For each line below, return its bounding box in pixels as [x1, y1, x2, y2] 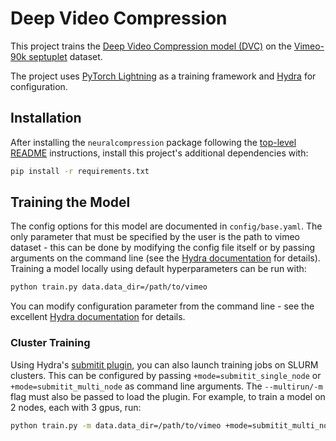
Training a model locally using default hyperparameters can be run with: [10, 263, 307, 275]
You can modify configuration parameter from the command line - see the [10, 300, 315, 312]
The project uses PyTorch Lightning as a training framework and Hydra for [10, 70, 317, 82]
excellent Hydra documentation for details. [10, 311, 186, 323]
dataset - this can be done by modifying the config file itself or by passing [10, 242, 316, 254]
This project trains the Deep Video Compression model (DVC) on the [10, 40, 292, 52]
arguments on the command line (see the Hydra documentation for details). [10, 252, 321, 264]
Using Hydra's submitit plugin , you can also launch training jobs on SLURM [10, 358, 319, 371]
